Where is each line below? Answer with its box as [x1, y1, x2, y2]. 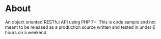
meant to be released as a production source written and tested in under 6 [5, 24, 156, 30]
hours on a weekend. [5, 29, 48, 35]
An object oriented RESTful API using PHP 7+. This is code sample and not [5, 19, 156, 25]
